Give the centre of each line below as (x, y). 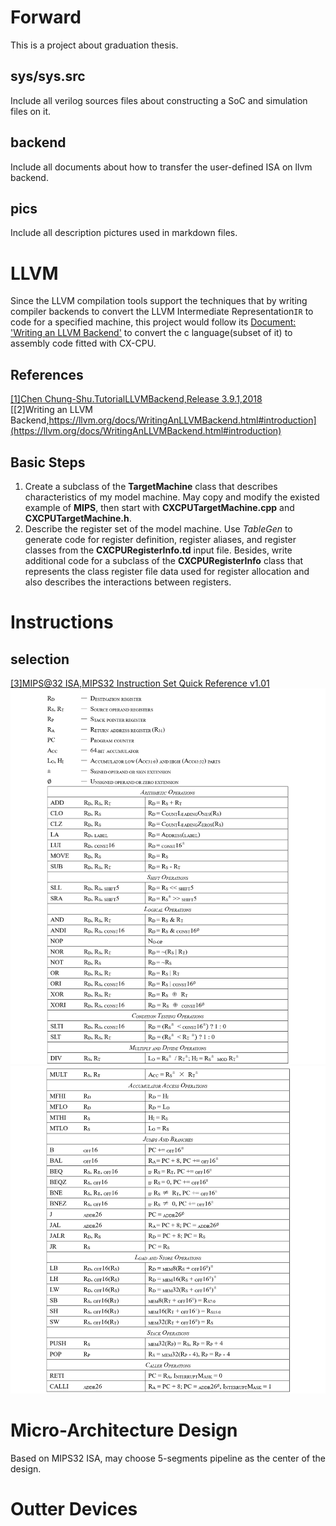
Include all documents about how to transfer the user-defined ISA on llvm (161, 167)
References (47, 374)
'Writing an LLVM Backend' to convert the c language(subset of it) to (151, 333)
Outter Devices (74, 1509)
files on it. (31, 111)
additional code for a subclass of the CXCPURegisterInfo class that (164, 560)
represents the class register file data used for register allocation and (167, 571)
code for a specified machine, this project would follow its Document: (153, 322)
